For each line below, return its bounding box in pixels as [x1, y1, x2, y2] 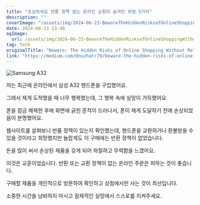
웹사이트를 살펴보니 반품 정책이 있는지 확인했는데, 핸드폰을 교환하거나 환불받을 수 [6, 127, 194, 134]
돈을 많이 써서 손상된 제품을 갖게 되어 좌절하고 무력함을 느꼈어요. [6, 147, 156, 154]
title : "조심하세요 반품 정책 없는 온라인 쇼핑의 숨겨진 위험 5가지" [6, 8, 152, 15]
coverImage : [6, 20, 36, 26]
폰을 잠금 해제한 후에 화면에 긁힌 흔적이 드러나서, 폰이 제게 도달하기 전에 [6, 106, 173, 113]
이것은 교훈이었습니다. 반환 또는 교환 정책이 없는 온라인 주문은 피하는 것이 [6, 159, 176, 166]
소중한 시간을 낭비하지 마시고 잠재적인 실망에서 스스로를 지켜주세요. [6, 192, 162, 199]
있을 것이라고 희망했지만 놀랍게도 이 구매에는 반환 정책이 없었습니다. [6, 134, 164, 141]
